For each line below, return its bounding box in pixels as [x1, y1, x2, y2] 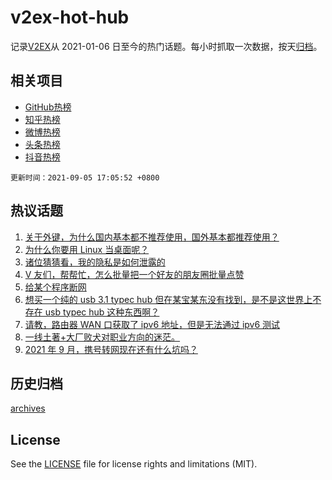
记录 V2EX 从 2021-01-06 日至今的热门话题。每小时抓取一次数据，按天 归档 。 [10, 40, 323, 52]
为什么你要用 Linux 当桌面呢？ [24, 243, 150, 255]
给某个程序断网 [24, 281, 87, 293]
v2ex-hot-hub [10, 6, 130, 29]
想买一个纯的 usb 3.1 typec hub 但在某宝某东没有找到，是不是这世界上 [24, 293, 313, 305]
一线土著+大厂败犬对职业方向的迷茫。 [24, 331, 181, 343]
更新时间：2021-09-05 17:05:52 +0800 [10, 172, 160, 183]
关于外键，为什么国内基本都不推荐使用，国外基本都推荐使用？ [24, 231, 280, 243]
